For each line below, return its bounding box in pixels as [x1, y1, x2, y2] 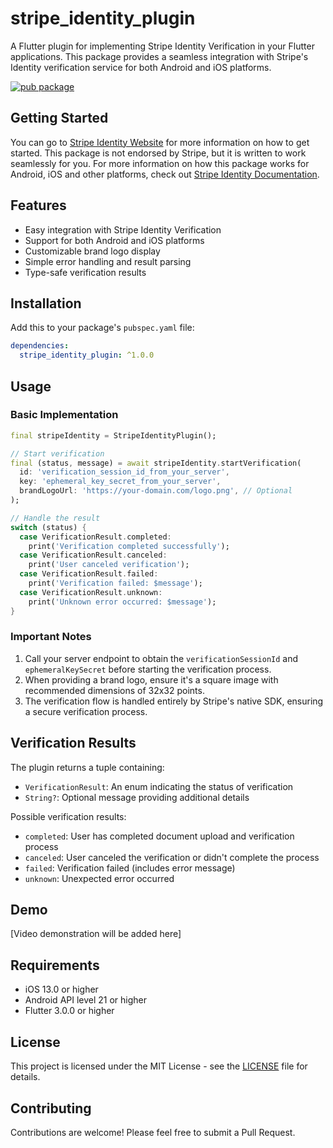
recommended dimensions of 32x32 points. [24, 684, 205, 696]
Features [10, 197, 67, 214]
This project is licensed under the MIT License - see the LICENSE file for [10, 1060, 308, 1072]
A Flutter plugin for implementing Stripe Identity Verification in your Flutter [10, 40, 315, 52]
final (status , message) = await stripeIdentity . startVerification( [10, 458, 302, 468]
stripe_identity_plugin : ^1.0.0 [19, 350, 155, 361]
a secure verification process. [24, 705, 148, 717]
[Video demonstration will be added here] [10, 928, 182, 940]
